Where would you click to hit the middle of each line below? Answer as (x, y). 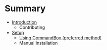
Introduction (24, 22)
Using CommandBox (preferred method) (60, 38)
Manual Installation (38, 43)
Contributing (32, 27)
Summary (25, 9)
